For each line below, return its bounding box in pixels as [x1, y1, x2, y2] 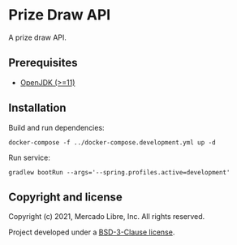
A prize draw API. [8, 32, 67, 42]
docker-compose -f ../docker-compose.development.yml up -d [8, 138, 217, 147]
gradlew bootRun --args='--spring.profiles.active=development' [8, 168, 231, 176]
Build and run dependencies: [8, 122, 105, 132]
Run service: [8, 153, 50, 162]
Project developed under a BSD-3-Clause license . [8, 227, 175, 237]
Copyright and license [8, 190, 123, 204]
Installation [8, 101, 67, 115]
